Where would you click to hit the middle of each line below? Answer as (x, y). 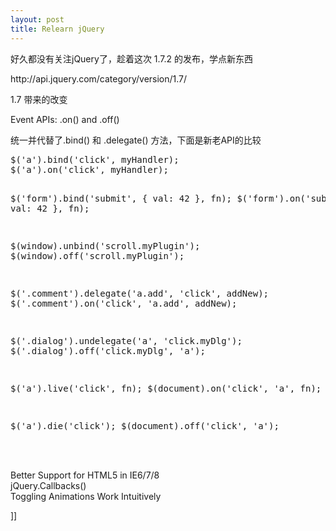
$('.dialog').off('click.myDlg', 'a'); (108, 350)
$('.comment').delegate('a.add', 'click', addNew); (140, 293)
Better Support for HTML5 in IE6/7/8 (85, 475)
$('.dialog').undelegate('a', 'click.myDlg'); (126, 340)
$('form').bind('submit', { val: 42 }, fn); (121, 198)
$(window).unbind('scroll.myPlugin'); (105, 245)
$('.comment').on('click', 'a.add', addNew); (124, 303)
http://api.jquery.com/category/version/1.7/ (99, 78)
